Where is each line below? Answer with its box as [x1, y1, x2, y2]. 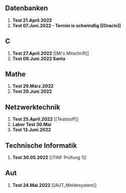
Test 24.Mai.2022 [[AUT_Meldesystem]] [12, 182, 97, 188]
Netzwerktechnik [5, 103, 60, 111]
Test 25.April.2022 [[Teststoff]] [12, 116, 79, 122]
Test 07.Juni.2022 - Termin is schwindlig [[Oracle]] [12, 22, 121, 28]
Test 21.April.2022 [12, 17, 52, 23]
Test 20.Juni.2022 [12, 88, 52, 94]
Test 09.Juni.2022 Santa [12, 55, 66, 61]
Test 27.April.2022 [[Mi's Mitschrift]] [12, 50, 89, 56]
